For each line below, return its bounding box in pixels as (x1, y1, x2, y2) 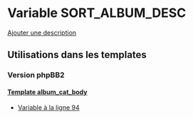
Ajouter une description (7, 28, 77, 37)
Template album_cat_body (7, 87, 88, 96)
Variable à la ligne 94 (17, 103, 80, 112)
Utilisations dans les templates (7, 49, 147, 61)
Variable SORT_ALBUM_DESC (7, 5, 187, 21)
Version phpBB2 (7, 70, 66, 80)
